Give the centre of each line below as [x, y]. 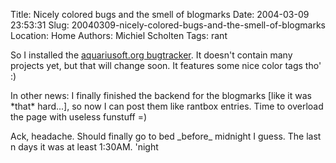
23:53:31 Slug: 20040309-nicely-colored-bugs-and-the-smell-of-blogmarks [168, 25]
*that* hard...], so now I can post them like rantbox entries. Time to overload [167, 106]
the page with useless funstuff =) [79, 117]
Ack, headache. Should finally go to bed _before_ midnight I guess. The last [166, 136]
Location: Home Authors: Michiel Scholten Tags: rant [119, 35]
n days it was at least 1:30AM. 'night [84, 147]
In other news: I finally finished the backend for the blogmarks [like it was [161, 95]
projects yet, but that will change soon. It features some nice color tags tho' [166, 65]
